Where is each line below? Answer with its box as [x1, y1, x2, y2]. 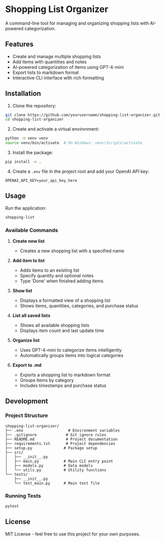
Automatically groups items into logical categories [20, 352, 124, 358]
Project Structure [5, 412, 48, 419]
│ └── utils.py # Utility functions [5, 467, 107, 473]
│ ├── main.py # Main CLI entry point [5, 459, 113, 464]
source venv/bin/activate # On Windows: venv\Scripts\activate [5, 141, 142, 146]
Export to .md [12, 362, 42, 368]
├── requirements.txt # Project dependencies [5, 441, 115, 446]
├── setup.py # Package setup [5, 446, 98, 451]
